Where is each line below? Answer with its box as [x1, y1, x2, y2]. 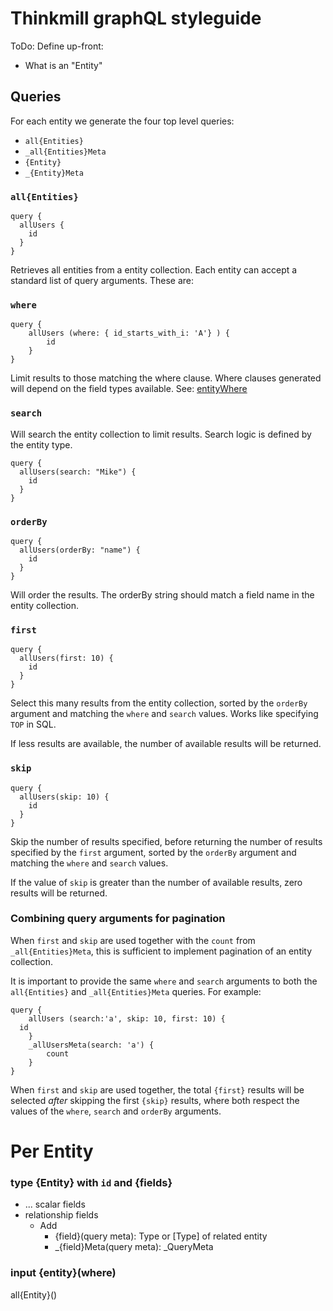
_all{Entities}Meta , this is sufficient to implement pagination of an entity [10, 945, 313, 957]
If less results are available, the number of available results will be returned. [10, 738, 322, 750]
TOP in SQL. [10, 718, 57, 731]
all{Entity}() [10, 1288, 58, 1301]
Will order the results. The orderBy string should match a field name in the [10, 588, 315, 601]
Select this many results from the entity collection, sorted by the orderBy [10, 697, 308, 709]
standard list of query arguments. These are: [10, 275, 194, 287]
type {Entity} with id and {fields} [10, 1175, 173, 1189]
